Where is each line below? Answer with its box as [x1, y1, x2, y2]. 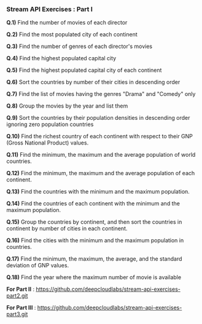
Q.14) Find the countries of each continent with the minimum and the [6, 200, 180, 207]
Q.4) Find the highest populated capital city [6, 55, 117, 62]
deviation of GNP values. [6, 262, 69, 269]
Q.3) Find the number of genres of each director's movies [6, 42, 152, 50]
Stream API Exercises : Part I [6, 5, 93, 14]
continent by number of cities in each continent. [6, 225, 128, 232]
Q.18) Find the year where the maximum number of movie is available [6, 274, 182, 281]
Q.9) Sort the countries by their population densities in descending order [6, 114, 190, 122]
